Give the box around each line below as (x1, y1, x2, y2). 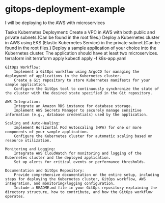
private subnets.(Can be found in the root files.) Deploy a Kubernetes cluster (5, 34, 160, 40)
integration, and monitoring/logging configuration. (5, 181, 115, 186)
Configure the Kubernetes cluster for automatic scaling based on (14, 134, 153, 139)
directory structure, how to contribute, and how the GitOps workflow (5, 189, 153, 195)
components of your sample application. (5, 129, 89, 134)
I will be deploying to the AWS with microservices (5, 20, 105, 26)
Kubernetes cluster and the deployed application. (5, 155, 111, 160)
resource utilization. (5, 138, 52, 143)
